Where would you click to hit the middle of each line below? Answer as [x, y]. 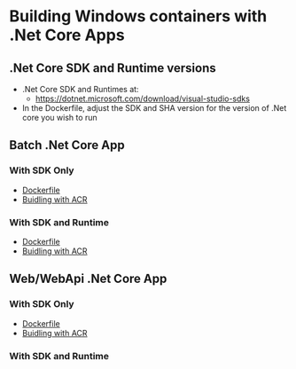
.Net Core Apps [67, 35]
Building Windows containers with [138, 16]
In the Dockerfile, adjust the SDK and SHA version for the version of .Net [154, 108]
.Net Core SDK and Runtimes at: [80, 89]
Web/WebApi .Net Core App [88, 279]
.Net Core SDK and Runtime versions [113, 68]
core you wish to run [59, 118]
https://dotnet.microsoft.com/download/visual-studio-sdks [143, 98]
